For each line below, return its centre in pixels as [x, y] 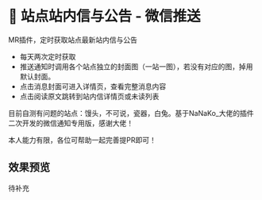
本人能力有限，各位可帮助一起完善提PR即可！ [82, 140]
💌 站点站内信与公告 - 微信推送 [104, 16]
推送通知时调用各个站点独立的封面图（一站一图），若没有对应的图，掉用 [136, 66]
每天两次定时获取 [48, 56]
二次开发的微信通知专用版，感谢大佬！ [71, 123]
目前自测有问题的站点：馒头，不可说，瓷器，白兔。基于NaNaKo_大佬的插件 [131, 113]
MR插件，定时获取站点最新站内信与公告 [73, 40]
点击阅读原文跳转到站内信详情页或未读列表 [89, 96]
